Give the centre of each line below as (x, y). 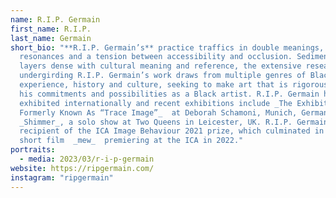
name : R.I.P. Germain (55, 19)
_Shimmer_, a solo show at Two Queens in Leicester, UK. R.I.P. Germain (174, 122)
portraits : (33, 150)
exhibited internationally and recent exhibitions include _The (156, 103)
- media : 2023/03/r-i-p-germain (87, 159)
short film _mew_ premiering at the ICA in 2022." (131, 141)
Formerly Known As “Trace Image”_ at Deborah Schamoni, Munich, (158, 112)
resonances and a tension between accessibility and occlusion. (156, 57)
